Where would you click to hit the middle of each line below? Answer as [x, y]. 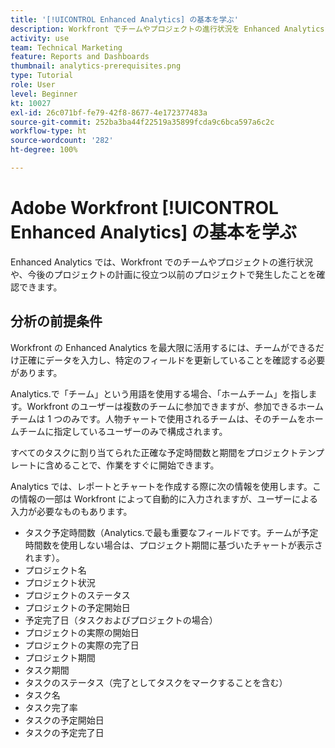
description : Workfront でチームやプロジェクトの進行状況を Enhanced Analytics [167, 29]
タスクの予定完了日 [64, 732]
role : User [33, 85]
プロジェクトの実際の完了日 [82, 645]
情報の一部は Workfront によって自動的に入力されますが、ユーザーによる [168, 498]
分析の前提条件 [56, 321]
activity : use [40, 38]
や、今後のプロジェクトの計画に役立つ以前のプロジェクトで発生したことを [163, 274]
